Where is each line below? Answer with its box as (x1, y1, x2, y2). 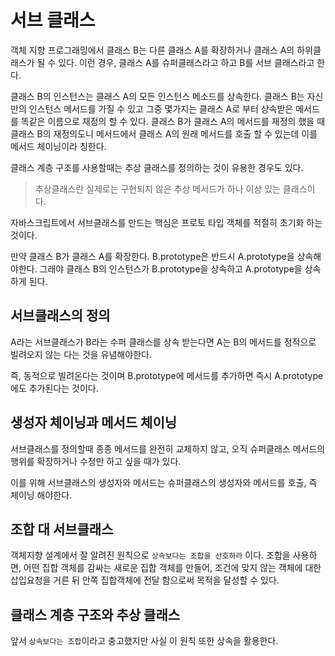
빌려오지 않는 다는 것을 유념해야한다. (10, 348, 152, 360)
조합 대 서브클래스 (10, 521, 114, 538)
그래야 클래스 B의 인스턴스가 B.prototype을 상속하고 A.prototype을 (39, 262, 303, 275)
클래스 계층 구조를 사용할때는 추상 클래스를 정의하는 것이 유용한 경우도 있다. (10, 161, 304, 173)
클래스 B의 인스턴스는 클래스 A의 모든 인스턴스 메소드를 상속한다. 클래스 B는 (10, 90, 305, 102)
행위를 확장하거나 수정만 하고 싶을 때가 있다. (10, 455, 182, 467)
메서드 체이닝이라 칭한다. (10, 140, 107, 152)
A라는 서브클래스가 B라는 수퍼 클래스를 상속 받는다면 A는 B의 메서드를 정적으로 (10, 336, 317, 348)
